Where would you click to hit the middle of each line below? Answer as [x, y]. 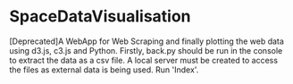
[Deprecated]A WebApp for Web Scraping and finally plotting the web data [146, 41]
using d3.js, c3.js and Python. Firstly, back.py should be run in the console [146, 50]
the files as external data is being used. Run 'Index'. [104, 70]
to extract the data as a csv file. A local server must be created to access [144, 60]
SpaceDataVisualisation [100, 17]
